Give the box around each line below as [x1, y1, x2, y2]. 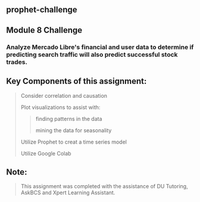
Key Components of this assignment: [6, 76, 147, 86]
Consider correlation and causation [20, 92, 108, 99]
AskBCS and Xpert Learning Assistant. [20, 189, 115, 196]
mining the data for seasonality [35, 126, 112, 133]
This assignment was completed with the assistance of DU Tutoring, [20, 183, 189, 190]
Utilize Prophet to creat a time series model [20, 138, 127, 145]
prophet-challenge [6, 5, 77, 15]
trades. [6, 58, 28, 66]
